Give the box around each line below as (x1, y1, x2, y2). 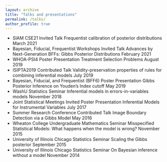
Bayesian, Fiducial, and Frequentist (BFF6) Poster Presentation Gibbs (12, 78, 155, 84)
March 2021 (12, 41, 37, 47)
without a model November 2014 (12, 152, 80, 158)
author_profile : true (5, 21, 50, 27)
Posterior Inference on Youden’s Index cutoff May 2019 (12, 83, 126, 89)
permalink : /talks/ (5, 17, 46, 22)
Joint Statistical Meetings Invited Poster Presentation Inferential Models (12, 99, 160, 105)
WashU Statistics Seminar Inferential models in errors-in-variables (12, 88, 149, 94)
